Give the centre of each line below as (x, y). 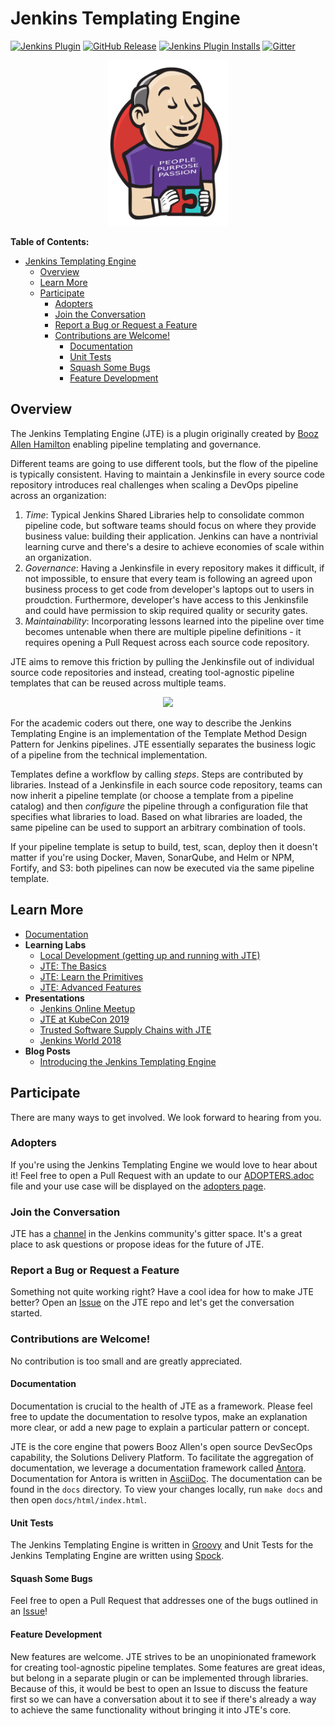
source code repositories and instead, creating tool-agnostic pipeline (152, 672)
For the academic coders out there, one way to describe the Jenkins (151, 723)
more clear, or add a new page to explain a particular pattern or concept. (160, 1427)
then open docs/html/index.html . (78, 1499)
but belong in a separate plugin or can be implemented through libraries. (159, 1678)
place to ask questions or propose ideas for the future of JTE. (137, 1244)
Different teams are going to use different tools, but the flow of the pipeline (164, 463)
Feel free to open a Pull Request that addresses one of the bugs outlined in (164, 1601)
